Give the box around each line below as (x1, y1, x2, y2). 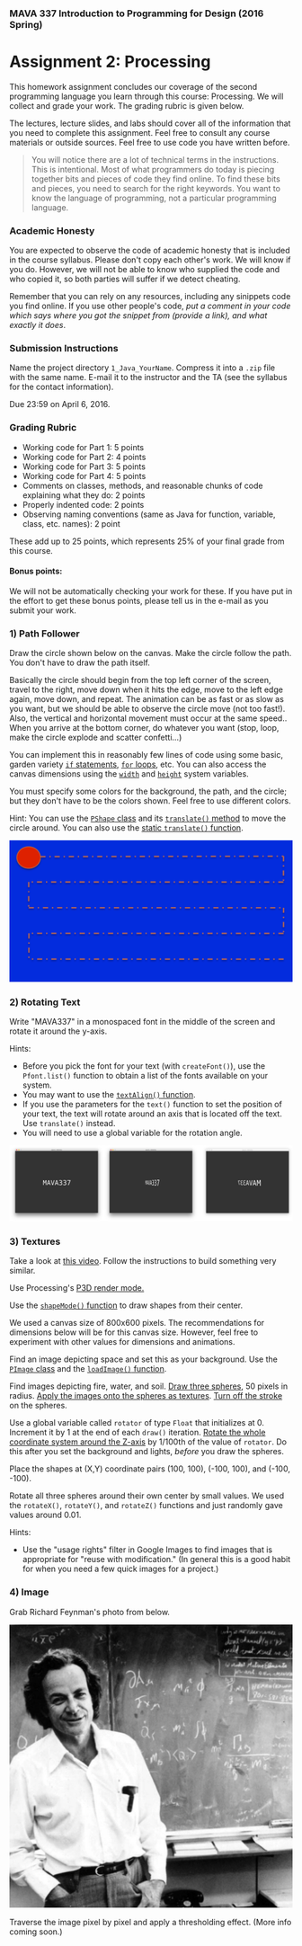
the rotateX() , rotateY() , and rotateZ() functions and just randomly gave (9, 1500, 283, 1511)
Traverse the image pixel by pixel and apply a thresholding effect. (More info (9, 1916, 292, 1927)
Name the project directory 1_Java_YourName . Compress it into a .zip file (9, 362, 276, 373)
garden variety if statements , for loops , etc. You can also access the (9, 759, 267, 770)
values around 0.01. (9, 1509, 82, 1521)
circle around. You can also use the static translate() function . (9, 822, 244, 833)
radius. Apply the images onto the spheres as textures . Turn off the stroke (9, 1391, 283, 1401)
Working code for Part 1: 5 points (22, 441, 145, 452)
